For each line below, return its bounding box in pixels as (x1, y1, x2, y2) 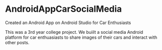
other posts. (5, 39, 29, 45)
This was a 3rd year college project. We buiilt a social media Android (5, 29, 143, 35)
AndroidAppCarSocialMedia (5, 3, 122, 15)
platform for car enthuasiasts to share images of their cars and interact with (5, 34, 158, 40)
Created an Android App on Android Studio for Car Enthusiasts (5, 20, 131, 25)
